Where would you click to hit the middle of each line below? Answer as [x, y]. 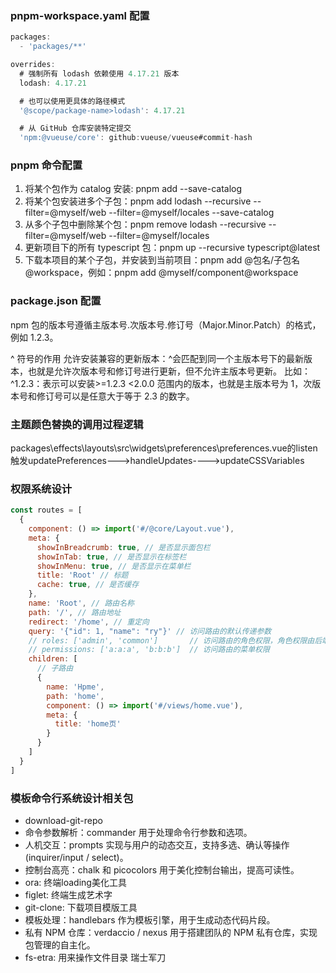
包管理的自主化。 [60, 945]
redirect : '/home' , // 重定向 [89, 622]
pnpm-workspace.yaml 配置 [80, 15]
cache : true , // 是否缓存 [88, 585]
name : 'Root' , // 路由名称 [81, 603]
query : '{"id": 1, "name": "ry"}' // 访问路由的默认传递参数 [150, 631]
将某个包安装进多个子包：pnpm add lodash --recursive [138, 201]
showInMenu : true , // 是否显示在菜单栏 [114, 566]
